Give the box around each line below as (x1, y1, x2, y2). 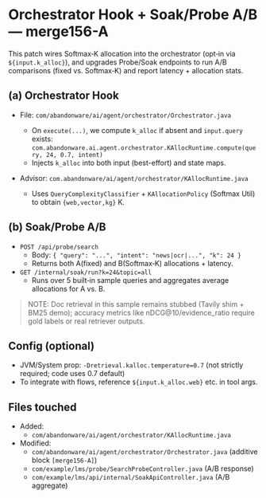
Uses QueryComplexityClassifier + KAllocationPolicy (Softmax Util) (31, 189, 256, 198)
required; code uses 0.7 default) (19, 369, 125, 378)
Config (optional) (8, 339, 95, 352)
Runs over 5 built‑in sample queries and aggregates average (31, 275, 229, 284)
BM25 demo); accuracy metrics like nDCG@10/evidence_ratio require (27, 308, 256, 317)
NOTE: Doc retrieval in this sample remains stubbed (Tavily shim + (27, 299, 245, 308)
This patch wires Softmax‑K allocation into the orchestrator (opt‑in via (8, 49, 236, 58)
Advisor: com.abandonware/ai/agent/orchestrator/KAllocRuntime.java (19, 173, 249, 182)
